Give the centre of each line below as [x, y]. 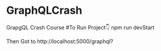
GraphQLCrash [44, 10]
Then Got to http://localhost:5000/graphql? [60, 41]
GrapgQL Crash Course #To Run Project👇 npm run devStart [80, 27]
